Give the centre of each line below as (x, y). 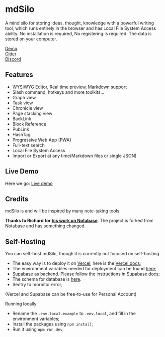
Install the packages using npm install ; (53, 324)
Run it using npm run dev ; (38, 330)
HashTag (21, 134)
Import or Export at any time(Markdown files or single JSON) (74, 156)
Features (19, 75)
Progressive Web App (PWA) (42, 140)
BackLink (22, 119)
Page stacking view (32, 113)
